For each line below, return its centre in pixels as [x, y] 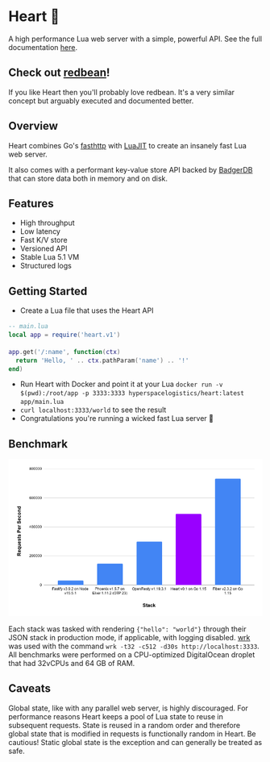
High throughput [47, 223]
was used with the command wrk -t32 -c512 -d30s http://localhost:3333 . [134, 646]
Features [31, 204]
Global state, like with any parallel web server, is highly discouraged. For [128, 708]
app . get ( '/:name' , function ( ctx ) [64, 352]
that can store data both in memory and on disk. [88, 178]
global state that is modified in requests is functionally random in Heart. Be [132, 734]
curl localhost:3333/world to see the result [93, 410]
